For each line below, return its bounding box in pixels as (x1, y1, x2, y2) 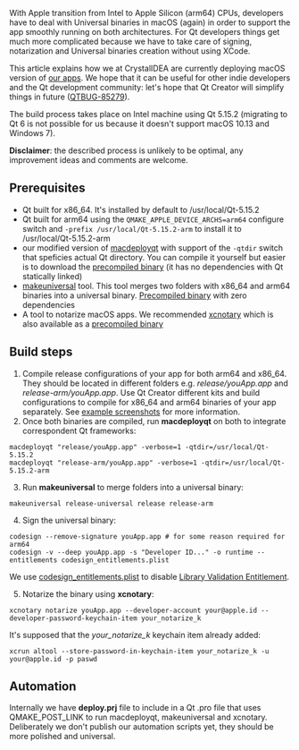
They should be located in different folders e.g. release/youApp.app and (21, 378, 288, 388)
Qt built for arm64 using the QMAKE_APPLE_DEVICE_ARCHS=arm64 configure (21, 214, 284, 225)
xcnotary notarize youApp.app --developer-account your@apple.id (9, 606, 257, 615)
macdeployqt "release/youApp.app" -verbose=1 (9, 442, 181, 451)
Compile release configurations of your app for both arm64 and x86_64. (21, 368, 287, 379)
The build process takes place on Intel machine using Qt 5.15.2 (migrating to (9, 109, 288, 119)
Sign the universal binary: (21, 515, 116, 525)
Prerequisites (9, 181, 86, 196)
